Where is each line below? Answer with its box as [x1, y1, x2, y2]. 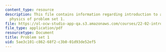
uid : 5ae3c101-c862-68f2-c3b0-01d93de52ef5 [5, 40, 96, 45]
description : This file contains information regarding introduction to [5, 12, 158, 17]
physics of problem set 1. [9, 16, 65, 21]
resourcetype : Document [5, 30, 54, 35]
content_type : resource [5, 7, 54, 12]
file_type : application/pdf [5, 26, 63, 31]
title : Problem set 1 [5, 35, 50, 40]
